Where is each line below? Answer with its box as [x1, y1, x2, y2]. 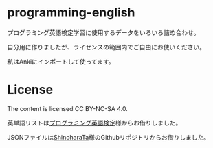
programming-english [7, 5, 135, 21]
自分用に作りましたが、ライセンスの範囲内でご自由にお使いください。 [7, 42, 206, 51]
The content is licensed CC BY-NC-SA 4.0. [7, 104, 128, 112]
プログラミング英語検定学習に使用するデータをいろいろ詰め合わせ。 [7, 28, 200, 36]
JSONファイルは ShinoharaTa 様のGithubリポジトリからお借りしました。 [7, 133, 210, 141]
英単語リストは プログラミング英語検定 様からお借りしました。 [7, 119, 182, 127]
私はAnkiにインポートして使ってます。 [7, 57, 115, 66]
